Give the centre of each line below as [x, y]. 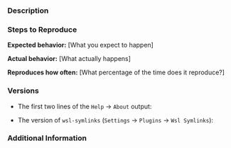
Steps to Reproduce [42, 29]
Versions [23, 91]
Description [28, 11]
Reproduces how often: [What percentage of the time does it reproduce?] [116, 72]
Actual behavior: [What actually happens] [69, 59]
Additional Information [47, 138]
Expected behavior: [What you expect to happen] [81, 45]
